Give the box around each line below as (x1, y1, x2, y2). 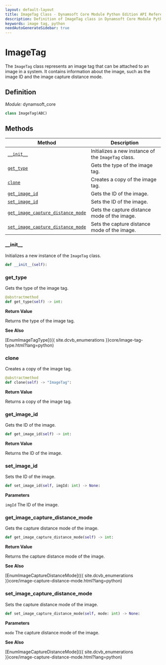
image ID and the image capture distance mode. (5, 74, 103, 80)
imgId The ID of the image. (5, 502, 59, 508)
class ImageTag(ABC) (5, 111, 48, 116)
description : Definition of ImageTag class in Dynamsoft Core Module (5, 16, 152, 21)
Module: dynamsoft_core (5, 101, 56, 107)
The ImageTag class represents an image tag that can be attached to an (5, 63, 149, 69)
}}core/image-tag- (105, 337, 143, 343)
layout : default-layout (5, 7, 54, 12)
